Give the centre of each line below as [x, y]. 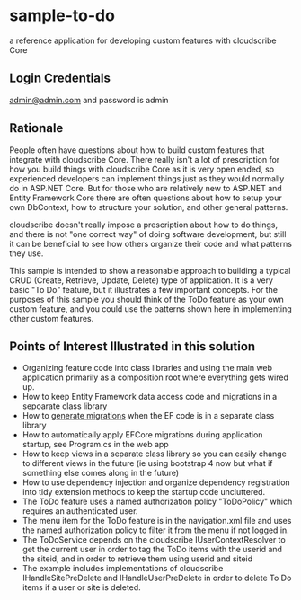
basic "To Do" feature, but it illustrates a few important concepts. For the [144, 289]
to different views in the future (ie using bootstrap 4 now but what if [147, 463]
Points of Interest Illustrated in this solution [133, 346]
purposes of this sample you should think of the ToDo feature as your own [147, 299]
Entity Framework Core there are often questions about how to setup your [146, 198]
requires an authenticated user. [80, 511]
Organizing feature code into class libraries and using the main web [147, 368]
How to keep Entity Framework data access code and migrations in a [150, 397]
